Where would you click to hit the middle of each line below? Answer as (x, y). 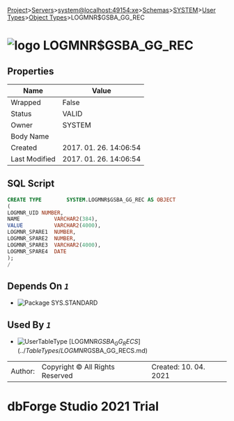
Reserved (57, 375)
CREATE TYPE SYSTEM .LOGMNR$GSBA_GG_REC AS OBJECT (92, 200)
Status (21, 114)
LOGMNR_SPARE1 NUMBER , (42, 232)
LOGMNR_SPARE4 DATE (37, 251)
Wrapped (26, 102)
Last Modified (33, 159)
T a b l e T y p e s (42, 350)
